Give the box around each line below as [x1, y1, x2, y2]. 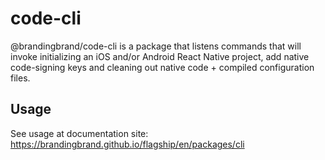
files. [10, 72, 31, 84]
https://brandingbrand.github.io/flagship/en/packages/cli [10, 138, 245, 150]
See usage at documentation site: [10, 127, 149, 139]
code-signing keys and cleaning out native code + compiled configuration [10, 61, 315, 73]
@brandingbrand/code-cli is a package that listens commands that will [10, 40, 302, 52]
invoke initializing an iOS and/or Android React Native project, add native [10, 50, 310, 62]
